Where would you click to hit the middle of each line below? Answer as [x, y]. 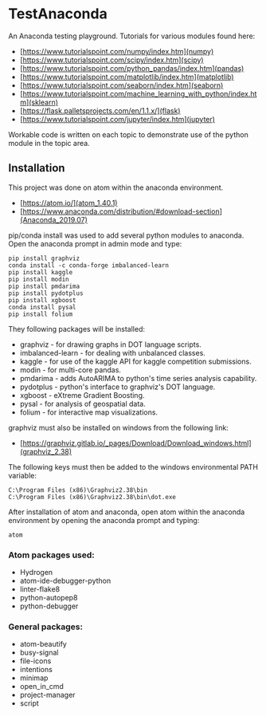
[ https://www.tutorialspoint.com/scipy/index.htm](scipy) [112, 60]
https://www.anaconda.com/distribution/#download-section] [123, 211]
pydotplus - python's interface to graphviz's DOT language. [117, 387]
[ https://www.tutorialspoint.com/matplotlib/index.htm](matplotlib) [127, 77]
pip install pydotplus [46, 293]
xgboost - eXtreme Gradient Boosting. [82, 395]
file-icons [35, 661]
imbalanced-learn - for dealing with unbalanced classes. [112, 352]
